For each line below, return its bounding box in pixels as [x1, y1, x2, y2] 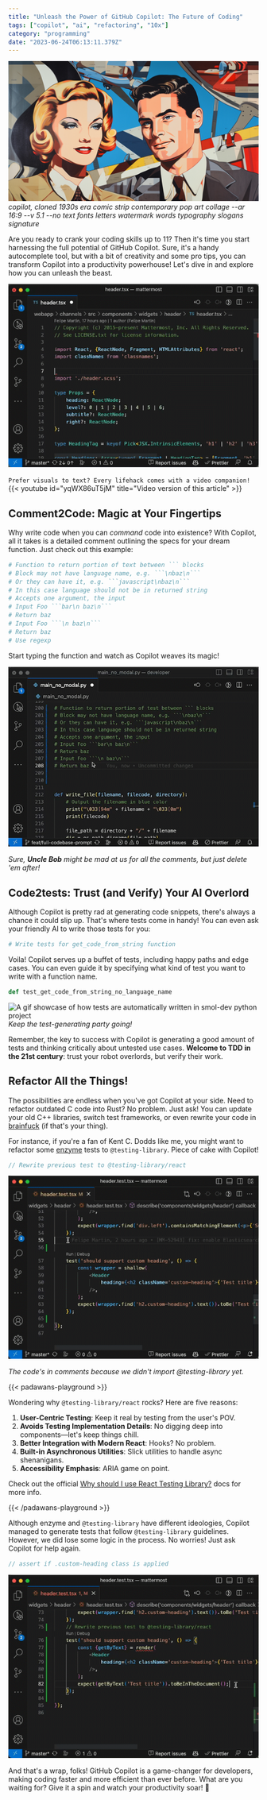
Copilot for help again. [8, 1543, 81, 1553]
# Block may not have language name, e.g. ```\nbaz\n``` [8, 569, 201, 577]
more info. [8, 1488, 42, 1497]
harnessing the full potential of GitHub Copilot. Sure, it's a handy [8, 243, 219, 253]
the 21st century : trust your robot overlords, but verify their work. [8, 1051, 224, 1060]
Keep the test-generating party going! [8, 1019, 133, 1029]
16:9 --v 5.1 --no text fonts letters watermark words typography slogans [8, 211, 244, 220]
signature [8, 219, 40, 229]
